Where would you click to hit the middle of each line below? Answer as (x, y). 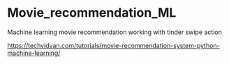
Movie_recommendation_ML (92, 13)
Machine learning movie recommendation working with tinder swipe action (114, 32)
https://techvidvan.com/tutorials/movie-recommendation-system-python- (113, 45)
